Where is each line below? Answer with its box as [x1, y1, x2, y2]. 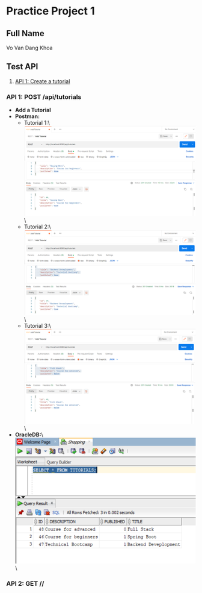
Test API [6, 61, 38, 72]
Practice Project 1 [6, 4, 95, 18]
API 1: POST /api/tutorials [6, 92, 82, 101]
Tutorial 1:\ [23, 119, 50, 127]
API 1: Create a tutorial [14, 77, 70, 85]
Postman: [14, 113, 40, 120]
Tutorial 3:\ [23, 322, 51, 329]
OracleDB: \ [14, 431, 43, 438]
